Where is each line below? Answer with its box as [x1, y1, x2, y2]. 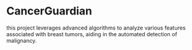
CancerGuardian [6, 4, 93, 18]
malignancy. [6, 37, 37, 44]
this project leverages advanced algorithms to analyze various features [6, 24, 186, 31]
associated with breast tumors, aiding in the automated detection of [6, 30, 178, 37]
